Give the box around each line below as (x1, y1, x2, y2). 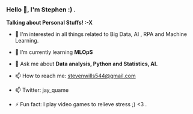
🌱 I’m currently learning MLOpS (14, 49, 93, 56)
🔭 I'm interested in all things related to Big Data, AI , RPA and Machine (14, 31, 188, 38)
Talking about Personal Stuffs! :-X (6, 19, 93, 26)
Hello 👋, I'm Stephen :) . (6, 5, 76, 14)
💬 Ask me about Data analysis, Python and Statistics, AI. (14, 60, 158, 68)
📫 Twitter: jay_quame (14, 86, 69, 94)
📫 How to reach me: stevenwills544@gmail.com (14, 72, 136, 80)
